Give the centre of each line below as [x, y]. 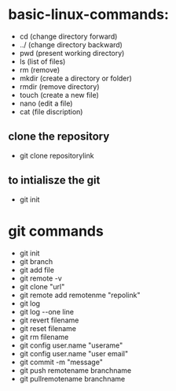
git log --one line [47, 311]
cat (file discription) [51, 111]
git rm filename [44, 337]
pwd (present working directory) [72, 53]
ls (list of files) [42, 61]
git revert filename [49, 320]
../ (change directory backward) [71, 44]
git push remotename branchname [75, 370]
